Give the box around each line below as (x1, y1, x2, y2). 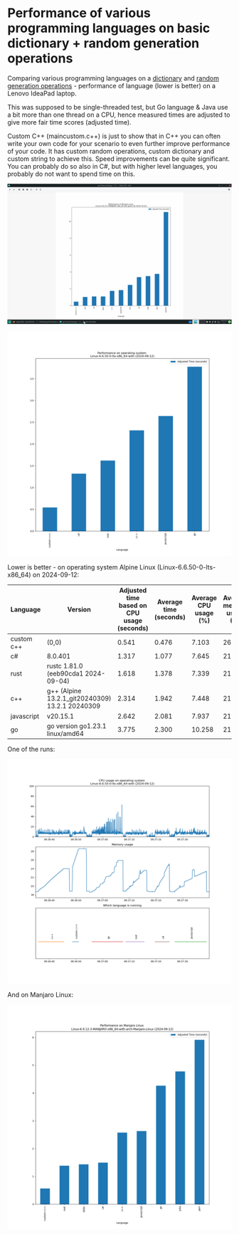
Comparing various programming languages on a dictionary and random (7, 73, 219, 83)
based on (118, 601, 147, 610)
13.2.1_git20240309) (46, 694, 112, 703)
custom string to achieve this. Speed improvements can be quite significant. (7, 154, 230, 163)
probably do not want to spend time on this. (7, 169, 135, 178)
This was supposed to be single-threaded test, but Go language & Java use (7, 103, 228, 111)
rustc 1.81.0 (46, 662, 83, 671)
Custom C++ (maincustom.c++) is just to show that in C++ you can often (7, 132, 221, 140)
